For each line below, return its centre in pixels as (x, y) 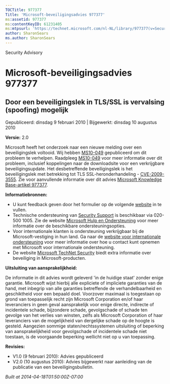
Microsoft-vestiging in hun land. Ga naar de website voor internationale (87, 236)
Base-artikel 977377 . (27, 184)
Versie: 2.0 (17, 137)
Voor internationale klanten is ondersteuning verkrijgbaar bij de (78, 231)
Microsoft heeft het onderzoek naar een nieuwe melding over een (74, 147)
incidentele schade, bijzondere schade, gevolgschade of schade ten (76, 310)
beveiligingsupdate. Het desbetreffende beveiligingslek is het (69, 169)
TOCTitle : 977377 (24, 10)
